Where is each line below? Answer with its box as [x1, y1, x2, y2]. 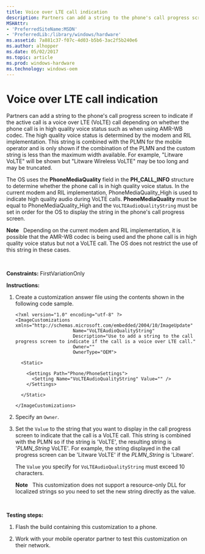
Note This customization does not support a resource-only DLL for [15, 481, 186, 489]
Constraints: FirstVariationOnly [6, 270, 85, 277]
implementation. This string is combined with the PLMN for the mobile [6, 138, 182, 145]
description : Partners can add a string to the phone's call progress [6, 15, 190, 21]
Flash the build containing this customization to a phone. [15, 523, 157, 531]
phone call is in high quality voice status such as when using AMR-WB [6, 125, 183, 133]
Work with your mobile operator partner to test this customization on [15, 535, 188, 542]
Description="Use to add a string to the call [73, 333, 193, 340]
